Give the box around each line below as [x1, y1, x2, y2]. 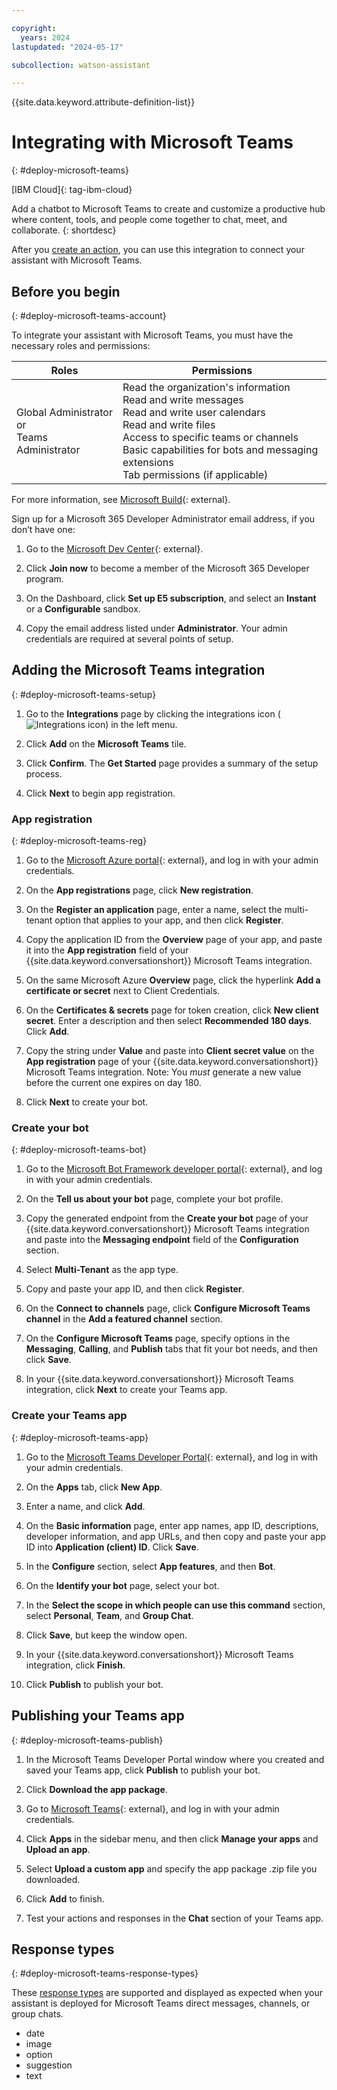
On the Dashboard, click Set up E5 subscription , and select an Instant [25, 592, 317, 604]
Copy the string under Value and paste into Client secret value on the [25, 1045, 315, 1057]
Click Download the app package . [25, 1783, 168, 1795]
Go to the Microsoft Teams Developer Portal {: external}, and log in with [25, 1451, 319, 1463]
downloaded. [25, 1873, 81, 1885]
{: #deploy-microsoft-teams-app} [11, 1431, 149, 1443]
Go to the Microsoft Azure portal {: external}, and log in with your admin [25, 854, 319, 866]
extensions [122, 456, 174, 469]
